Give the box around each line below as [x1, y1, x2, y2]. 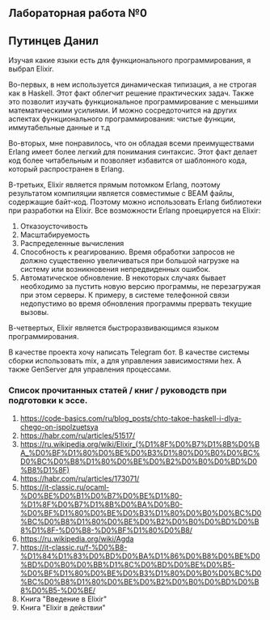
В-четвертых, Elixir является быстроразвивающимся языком [8, 323, 220, 333]
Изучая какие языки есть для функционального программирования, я [8, 56, 251, 66]
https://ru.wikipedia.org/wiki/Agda [19, 533, 134, 543]
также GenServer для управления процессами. [8, 364, 171, 375]
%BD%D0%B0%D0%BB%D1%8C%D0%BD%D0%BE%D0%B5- [19, 559, 236, 569]
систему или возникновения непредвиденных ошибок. [19, 265, 211, 274]
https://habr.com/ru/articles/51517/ [19, 431, 136, 440]
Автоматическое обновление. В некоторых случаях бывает [19, 273, 226, 282]
